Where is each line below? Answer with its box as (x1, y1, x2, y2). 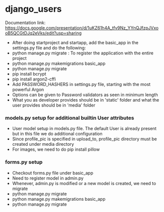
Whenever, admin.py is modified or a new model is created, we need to (12, 180, 156, 186)
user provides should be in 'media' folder (12, 102, 96, 108)
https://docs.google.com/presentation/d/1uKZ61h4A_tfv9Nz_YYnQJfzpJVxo (5, 25, 159, 30)
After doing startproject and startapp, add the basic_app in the (12, 39, 139, 45)
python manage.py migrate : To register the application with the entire (12, 50, 154, 56)
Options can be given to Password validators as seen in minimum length (12, 92, 158, 98)
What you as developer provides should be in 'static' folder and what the (12, 97, 160, 103)
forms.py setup (5, 159, 43, 165)
